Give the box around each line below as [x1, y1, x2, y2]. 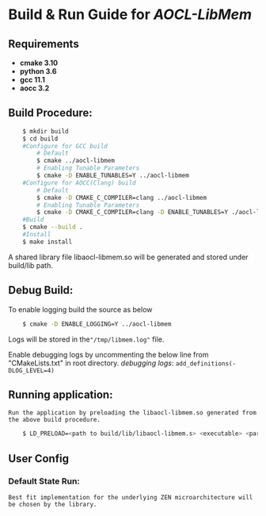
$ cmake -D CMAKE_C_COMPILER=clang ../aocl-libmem [36, 193, 207, 201]
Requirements [8, 37, 79, 51]
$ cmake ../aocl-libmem [36, 157, 115, 165]
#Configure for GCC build [22, 142, 108, 150]
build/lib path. [8, 260, 54, 270]
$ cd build [22, 135, 59, 143]
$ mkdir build [22, 127, 69, 136]
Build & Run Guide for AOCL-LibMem [8, 6, 252, 24]
